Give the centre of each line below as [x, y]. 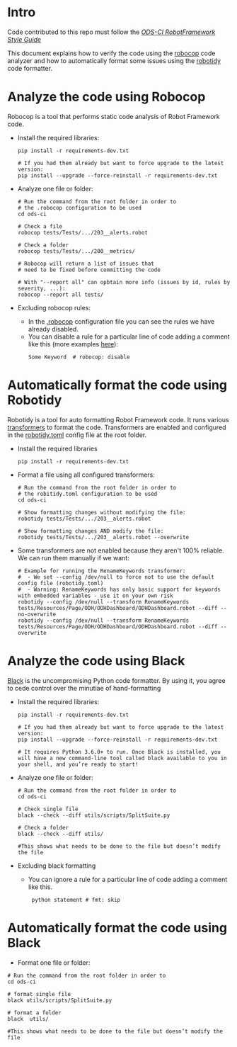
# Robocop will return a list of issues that [86, 264]
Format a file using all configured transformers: [86, 475]
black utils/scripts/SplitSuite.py [60, 1000]
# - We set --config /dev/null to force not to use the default [116, 577]
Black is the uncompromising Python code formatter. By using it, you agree [116, 680]
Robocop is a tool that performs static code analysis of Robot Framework [114, 116]
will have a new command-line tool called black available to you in [122, 758]
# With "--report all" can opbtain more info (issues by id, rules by [124, 282]
